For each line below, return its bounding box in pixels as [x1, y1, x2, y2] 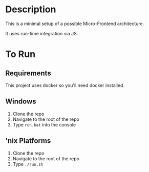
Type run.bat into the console [12, 121, 76, 127]
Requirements [5, 69, 51, 77]
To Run [5, 49, 36, 60]
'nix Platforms [5, 137, 51, 145]
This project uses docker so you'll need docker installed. [5, 82, 124, 88]
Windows [5, 97, 36, 106]
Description [5, 4, 56, 15]
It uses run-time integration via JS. [5, 30, 78, 36]
